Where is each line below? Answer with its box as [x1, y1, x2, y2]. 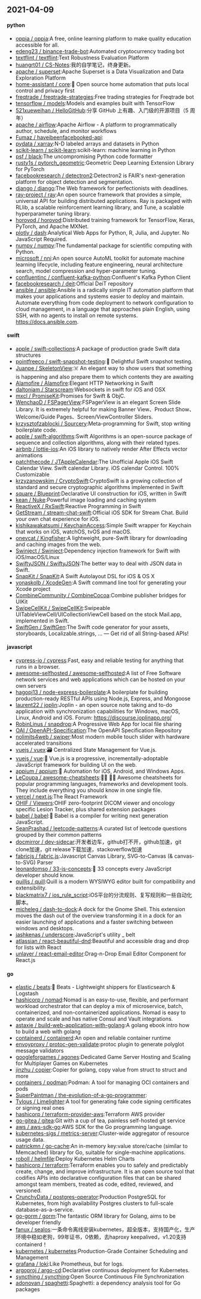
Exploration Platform [15, 74, 66, 81]
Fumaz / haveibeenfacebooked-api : [15, 133, 103, 141]
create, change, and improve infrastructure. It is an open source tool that [15, 1168, 195, 1175]
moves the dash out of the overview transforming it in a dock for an [15, 912, 182, 919]
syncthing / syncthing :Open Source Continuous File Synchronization [15, 1273, 184, 1280]
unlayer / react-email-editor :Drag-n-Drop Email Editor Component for [15, 950, 187, 957]
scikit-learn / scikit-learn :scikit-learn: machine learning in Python [15, 146, 176, 153]
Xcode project [15, 585, 51, 592]
